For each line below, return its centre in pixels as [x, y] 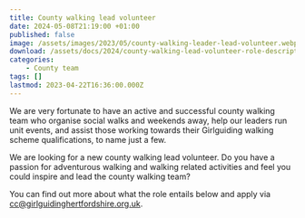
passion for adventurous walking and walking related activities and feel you [150, 166]
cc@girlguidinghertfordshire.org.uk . [76, 204]
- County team [52, 69]
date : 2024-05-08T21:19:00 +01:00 [75, 26]
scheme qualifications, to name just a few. [88, 139]
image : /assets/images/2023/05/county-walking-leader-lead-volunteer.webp [154, 43]
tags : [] [26, 77]
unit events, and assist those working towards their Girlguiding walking [142, 130]
